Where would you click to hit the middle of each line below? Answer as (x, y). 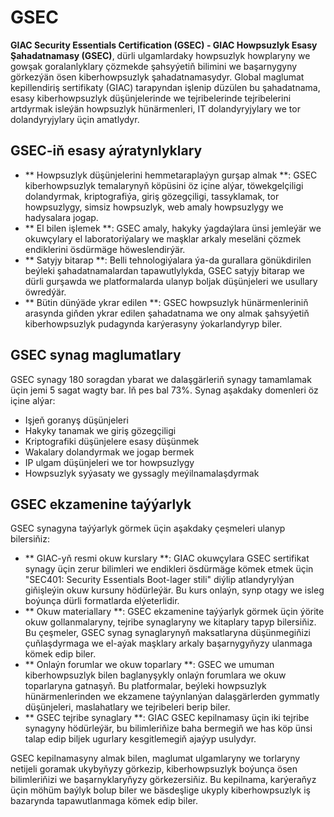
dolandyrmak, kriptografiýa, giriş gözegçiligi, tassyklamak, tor (152, 196)
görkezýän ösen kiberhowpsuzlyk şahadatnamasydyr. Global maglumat (157, 77)
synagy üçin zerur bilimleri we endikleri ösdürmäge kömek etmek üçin (169, 569)
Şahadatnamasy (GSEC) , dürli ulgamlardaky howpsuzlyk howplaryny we (160, 55)
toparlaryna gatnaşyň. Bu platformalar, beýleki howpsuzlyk (145, 686)
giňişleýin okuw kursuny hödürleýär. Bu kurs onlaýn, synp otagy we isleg (174, 590)
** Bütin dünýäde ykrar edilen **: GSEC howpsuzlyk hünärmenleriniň (166, 302)
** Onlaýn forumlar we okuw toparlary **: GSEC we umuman (149, 665)
